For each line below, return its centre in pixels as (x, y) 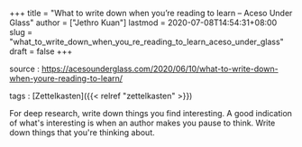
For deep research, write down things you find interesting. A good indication (151, 113)
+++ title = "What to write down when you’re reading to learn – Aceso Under (151, 13)
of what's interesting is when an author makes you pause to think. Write (142, 123)
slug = (21, 32)
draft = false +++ (41, 51)
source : (25, 69)
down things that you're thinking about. (82, 133)
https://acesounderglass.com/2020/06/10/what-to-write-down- (160, 69)
